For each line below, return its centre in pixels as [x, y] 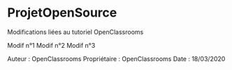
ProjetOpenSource [62, 13]
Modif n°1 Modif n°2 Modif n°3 [51, 45]
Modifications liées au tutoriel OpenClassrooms [75, 32]
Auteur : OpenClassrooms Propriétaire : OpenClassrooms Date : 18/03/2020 [116, 59]
